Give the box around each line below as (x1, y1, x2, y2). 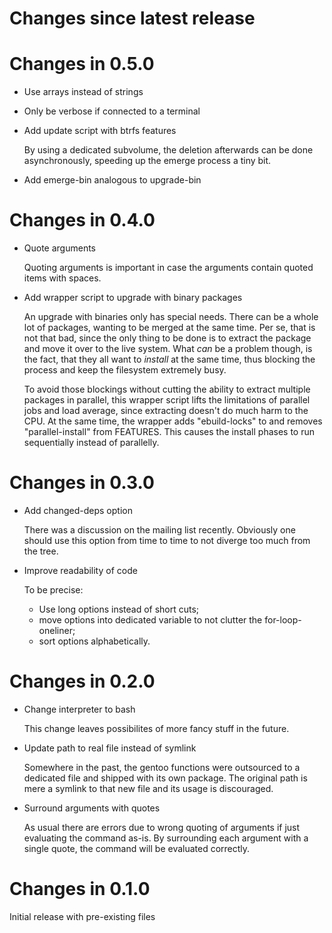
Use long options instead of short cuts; (38, 603, 200, 615)
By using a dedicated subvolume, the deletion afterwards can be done (23, 144, 314, 156)
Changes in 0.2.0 (9, 670, 156, 693)
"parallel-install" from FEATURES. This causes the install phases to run (23, 426, 316, 438)
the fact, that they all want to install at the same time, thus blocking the (23, 353, 316, 366)
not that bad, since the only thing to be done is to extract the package (23, 332, 312, 344)
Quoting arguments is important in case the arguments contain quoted (23, 262, 314, 274)
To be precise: (23, 584, 84, 596)
